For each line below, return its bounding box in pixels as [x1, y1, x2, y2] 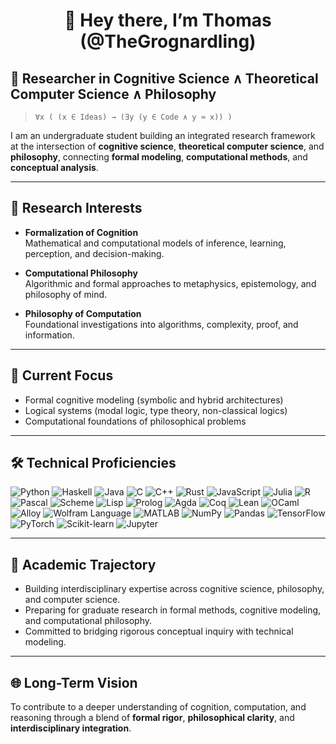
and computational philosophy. [24, 615, 153, 627]
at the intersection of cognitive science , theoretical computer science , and [10, 140, 325, 152]
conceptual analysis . [10, 162, 99, 173]
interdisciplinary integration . [10, 722, 132, 734]
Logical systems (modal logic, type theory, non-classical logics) [24, 404, 288, 416]
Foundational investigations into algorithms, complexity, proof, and [24, 318, 299, 330]
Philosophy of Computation [24, 307, 142, 319]
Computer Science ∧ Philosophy [10, 85, 217, 103]
